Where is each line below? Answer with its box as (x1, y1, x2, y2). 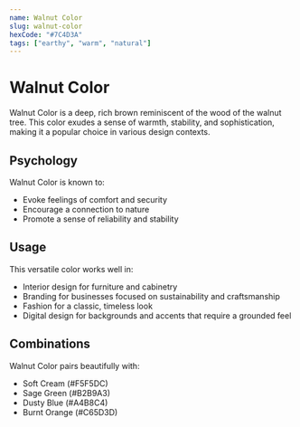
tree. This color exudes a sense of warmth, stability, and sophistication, (9, 117, 276, 128)
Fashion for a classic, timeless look (22, 300, 154, 311)
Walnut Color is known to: (9, 177, 106, 187)
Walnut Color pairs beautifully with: (9, 360, 140, 371)
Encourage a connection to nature (22, 204, 150, 214)
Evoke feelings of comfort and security (22, 195, 168, 204)
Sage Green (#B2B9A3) (22, 387, 111, 398)
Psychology (9, 153, 79, 168)
